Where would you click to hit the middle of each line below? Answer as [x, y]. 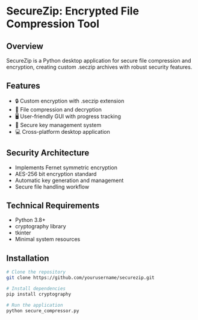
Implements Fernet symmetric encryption [66, 168]
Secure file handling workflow [52, 187]
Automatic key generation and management [69, 180]
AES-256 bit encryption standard [56, 174]
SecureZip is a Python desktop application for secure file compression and [99, 61]
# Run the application [35, 305]
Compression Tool [53, 24]
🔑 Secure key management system [58, 125]
